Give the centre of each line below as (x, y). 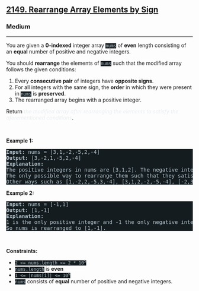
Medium (18, 27)
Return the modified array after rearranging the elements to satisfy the (92, 111)
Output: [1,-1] (28, 210)
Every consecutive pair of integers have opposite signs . (84, 81)
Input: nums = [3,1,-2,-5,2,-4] (53, 152)
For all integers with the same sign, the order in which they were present (103, 87)
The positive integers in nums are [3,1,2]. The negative (92, 170)
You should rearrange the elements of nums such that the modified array (94, 63)
